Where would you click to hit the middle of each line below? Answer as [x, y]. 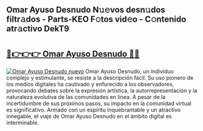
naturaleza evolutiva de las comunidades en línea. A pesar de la [86, 97]
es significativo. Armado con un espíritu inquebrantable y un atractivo [94, 110]
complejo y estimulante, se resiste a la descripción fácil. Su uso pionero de [100, 78]
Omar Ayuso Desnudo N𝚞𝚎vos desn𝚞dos [86, 10]
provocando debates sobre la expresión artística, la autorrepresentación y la [102, 91]
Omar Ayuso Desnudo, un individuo [130, 71]
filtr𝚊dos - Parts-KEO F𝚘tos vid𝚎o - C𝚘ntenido [96, 20]
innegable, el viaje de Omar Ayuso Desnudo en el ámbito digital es [89, 116]
